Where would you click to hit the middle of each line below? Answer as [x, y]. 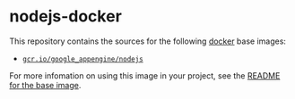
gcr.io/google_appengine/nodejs [82, 59]
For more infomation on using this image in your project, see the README [145, 75]
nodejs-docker [66, 16]
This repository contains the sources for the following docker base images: [148, 41]
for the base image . [45, 85]
